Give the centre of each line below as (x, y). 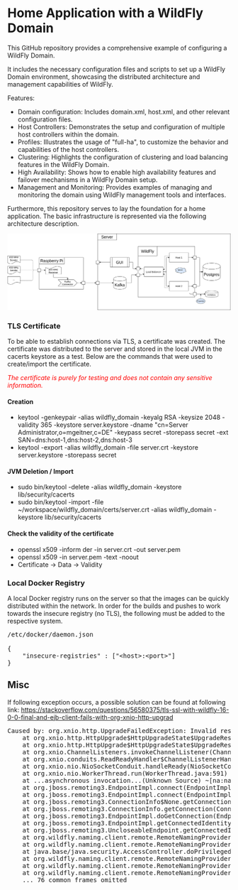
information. (25, 385)
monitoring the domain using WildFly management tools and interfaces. (122, 195)
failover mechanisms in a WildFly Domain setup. (87, 180)
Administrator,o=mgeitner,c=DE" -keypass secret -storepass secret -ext (123, 433)
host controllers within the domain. (68, 134)
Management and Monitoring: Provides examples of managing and (115, 187)
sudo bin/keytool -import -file (61, 502)
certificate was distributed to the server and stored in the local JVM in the (115, 349)
